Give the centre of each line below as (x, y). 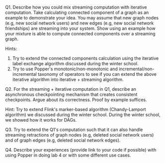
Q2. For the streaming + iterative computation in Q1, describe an (71, 89)
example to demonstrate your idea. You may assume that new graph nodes (82, 18)
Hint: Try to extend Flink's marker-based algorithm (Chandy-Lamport (76, 109)
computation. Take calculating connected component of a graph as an (77, 12)
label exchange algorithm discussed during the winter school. (75, 64)
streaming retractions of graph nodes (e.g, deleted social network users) (80, 135)
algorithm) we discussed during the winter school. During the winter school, (83, 115)
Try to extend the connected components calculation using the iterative (85, 58)
